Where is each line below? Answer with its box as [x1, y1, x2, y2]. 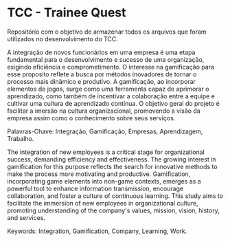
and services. [7, 213, 46, 221]
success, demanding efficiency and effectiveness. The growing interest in [7, 155, 216, 163]
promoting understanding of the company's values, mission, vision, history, [7, 206, 220, 214]
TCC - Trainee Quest [7, 5, 126, 21]
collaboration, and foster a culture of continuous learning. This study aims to [7, 191, 224, 200]
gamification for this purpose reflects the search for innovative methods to [7, 162, 218, 170]
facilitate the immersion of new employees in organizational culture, [7, 199, 199, 207]
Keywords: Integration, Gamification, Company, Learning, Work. [7, 227, 187, 235]
